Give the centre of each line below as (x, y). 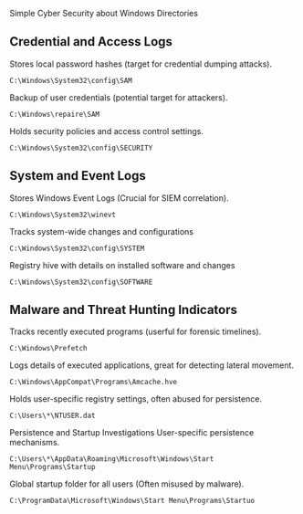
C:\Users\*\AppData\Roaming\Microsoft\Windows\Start (112, 459)
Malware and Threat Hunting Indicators (123, 310)
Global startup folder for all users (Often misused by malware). (127, 484)
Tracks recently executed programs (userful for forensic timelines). (136, 331)
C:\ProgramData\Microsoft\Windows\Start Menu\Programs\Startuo (132, 501)
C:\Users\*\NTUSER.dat (52, 416)
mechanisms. (35, 443)
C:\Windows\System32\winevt (63, 215)
